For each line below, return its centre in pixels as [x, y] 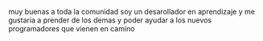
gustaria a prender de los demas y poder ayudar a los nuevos [110, 20]
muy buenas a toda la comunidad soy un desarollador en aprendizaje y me [132, 12]
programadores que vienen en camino [72, 29]
